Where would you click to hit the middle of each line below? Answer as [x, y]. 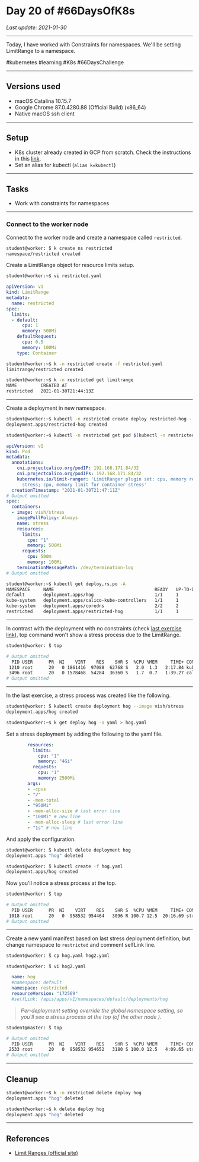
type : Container [37, 353]
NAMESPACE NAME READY [87, 589]
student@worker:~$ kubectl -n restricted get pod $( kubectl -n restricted [100, 435]
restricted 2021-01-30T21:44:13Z [50, 391]
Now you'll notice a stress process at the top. [61, 883]
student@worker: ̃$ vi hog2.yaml [46, 966]
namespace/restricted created [44, 254]
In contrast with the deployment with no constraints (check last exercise [94, 628]
